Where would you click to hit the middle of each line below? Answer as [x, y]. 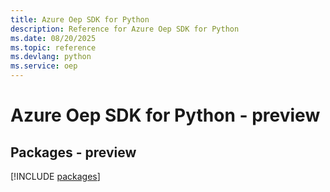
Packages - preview [73, 152]
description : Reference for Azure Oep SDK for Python [125, 29]
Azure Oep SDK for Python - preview [165, 115]
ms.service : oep [44, 66]
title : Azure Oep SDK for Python [80, 19]
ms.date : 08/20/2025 [53, 38]
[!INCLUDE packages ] [55, 176]
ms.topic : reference [53, 47]
